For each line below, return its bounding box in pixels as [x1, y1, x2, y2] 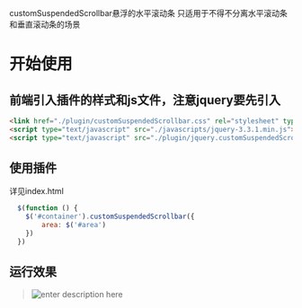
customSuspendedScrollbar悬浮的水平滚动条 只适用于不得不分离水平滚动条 [9, 8, 288, 18]
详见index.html [9, 186, 65, 197]
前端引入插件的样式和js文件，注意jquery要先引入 [9, 92, 281, 108]
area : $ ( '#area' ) [41, 221, 106, 230]
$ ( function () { [17, 204, 78, 213]
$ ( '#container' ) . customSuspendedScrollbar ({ [25, 212, 195, 222]
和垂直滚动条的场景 [9, 19, 81, 30]
